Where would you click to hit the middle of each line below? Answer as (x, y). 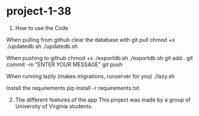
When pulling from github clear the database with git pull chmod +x (91, 39)
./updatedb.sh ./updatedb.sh (42, 46)
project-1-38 (39, 11)
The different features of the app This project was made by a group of (103, 100)
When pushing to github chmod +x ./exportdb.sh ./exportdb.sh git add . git (100, 58)
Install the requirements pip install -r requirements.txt (73, 88)
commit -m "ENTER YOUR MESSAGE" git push (65, 64)
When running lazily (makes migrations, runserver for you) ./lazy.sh (91, 76)
